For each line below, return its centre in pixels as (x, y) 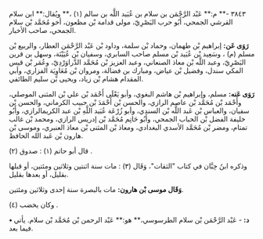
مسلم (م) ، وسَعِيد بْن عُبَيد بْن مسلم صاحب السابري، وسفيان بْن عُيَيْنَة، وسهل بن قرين (132, 54)
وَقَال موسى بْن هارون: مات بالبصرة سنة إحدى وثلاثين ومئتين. (96, 189)
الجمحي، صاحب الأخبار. (43, 30)
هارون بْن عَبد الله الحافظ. (46, 136)
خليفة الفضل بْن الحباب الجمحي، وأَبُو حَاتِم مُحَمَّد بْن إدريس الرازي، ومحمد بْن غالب (127, 119)
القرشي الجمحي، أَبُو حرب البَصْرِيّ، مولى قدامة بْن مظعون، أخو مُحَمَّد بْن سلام (121, 22)
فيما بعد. (21, 228)
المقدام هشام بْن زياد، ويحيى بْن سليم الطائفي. (76, 79)
